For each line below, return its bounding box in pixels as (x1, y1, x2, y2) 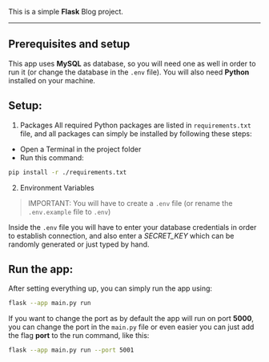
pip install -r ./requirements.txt (8, 168, 127, 176)
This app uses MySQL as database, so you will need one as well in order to (8, 58, 256, 68)
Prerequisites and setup (8, 38, 130, 51)
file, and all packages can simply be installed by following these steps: (19, 128, 252, 139)
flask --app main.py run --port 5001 (8, 346, 134, 355)
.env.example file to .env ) (27, 207, 111, 216)
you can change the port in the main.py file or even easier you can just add (8, 322, 255, 332)
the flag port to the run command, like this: (8, 331, 150, 340)
